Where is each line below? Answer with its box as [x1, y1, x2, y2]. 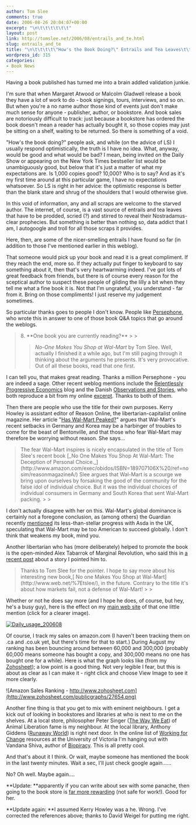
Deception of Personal [20, 459, 75, 466]
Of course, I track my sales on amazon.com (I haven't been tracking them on [6, 632, 190, 640]
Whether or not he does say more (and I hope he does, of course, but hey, [6, 597, 185, 604]
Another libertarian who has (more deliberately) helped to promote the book [6, 544, 188, 551]
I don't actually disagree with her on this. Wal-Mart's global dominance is [6, 507, 182, 514]
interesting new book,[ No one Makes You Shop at [20, 573, 141, 580]
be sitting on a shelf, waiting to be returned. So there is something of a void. [6, 128, 188, 135]
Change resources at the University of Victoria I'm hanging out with [6, 735, 168, 743]
